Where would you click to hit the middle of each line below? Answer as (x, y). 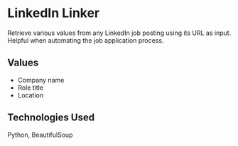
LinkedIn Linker (54, 13)
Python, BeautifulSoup (40, 135)
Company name (41, 80)
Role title (31, 88)
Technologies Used (51, 118)
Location (31, 95)
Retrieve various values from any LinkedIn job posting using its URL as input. (119, 33)
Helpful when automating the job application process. (86, 40)
